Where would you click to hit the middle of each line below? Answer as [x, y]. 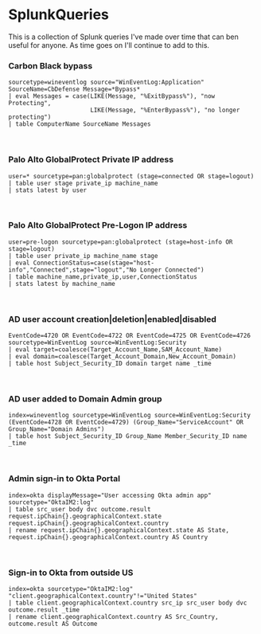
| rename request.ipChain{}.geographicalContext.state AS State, [119, 530]
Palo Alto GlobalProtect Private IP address [91, 159]
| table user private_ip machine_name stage [83, 256]
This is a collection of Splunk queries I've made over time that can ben [123, 37]
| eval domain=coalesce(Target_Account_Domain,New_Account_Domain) [123, 357]
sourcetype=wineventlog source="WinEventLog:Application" [106, 82]
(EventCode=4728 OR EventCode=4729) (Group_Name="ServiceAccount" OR [126, 423]
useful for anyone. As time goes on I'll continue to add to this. [109, 45]
